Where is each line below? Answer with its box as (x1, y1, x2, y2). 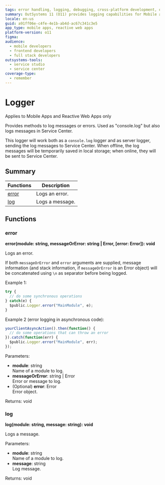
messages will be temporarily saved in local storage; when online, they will (5, 148, 156, 154)
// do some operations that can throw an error (9, 330, 109, 336)
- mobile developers (9, 44, 52, 49)
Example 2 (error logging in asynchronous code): (5, 316, 105, 322)
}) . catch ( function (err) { (5, 335, 58, 340)
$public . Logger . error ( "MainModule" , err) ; (9, 340, 98, 344)
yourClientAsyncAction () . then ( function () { (5, 326, 96, 331)
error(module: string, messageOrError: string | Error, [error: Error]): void (5, 241, 156, 247)
